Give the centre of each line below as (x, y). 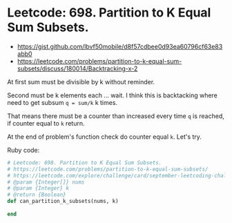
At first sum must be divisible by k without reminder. (81, 81)
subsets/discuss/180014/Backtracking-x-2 (77, 68)
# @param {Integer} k (38, 188)
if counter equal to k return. (46, 123)
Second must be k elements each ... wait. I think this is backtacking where (112, 95)
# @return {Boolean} (37, 195)
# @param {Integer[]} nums (46, 182)
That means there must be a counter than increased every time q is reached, (116, 116)
